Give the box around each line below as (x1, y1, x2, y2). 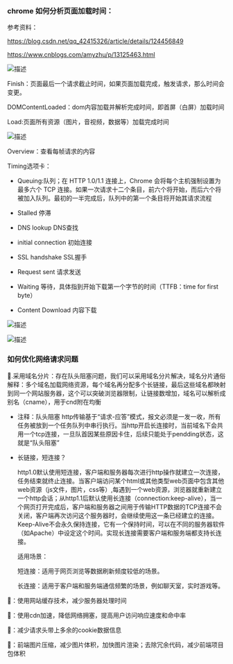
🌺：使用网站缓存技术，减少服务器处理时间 (7, 596, 127, 604)
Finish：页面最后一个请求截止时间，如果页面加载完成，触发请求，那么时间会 (7, 80, 225, 88)
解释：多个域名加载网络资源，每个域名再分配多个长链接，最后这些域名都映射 (7, 380, 226, 389)
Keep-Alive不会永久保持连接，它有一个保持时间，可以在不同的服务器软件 (17, 520, 225, 528)
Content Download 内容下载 (17, 306, 97, 314)
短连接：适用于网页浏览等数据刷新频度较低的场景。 (17, 567, 164, 575)
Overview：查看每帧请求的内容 (7, 147, 96, 155)
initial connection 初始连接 (17, 238, 92, 247)
